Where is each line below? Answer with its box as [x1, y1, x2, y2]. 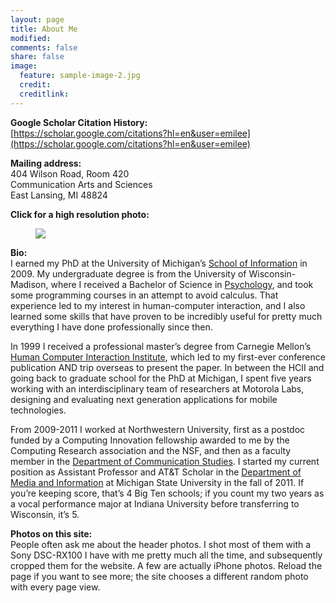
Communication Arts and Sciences [10, 178, 153, 190]
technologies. [10, 404, 67, 416]
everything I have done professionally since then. [10, 321, 213, 333]
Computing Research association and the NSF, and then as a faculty [10, 444, 292, 456]
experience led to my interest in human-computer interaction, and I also [10, 299, 306, 311]
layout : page [10, 14, 65, 25]
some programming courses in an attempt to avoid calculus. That [10, 289, 279, 301]
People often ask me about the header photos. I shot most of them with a [10, 538, 312, 550]
